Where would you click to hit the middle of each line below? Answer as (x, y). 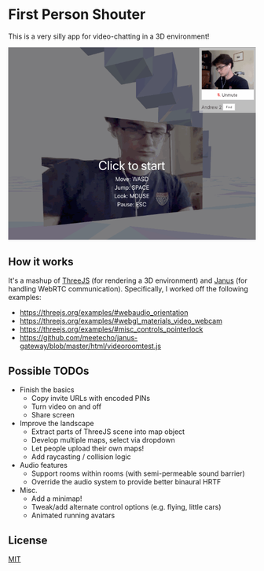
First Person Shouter (77, 15)
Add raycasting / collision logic (81, 457)
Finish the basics (47, 390)
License (28, 540)
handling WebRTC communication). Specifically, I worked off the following (128, 289)
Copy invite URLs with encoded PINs (91, 399)
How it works (41, 261)
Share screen (53, 415)
